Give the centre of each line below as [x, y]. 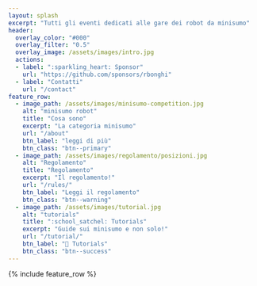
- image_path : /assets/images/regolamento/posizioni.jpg [111, 155]
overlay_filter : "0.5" [53, 45]
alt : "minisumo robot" [60, 112]
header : [21, 30]
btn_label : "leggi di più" [67, 141]
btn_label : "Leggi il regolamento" [81, 192]
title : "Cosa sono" [55, 119]
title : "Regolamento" [58, 170]
